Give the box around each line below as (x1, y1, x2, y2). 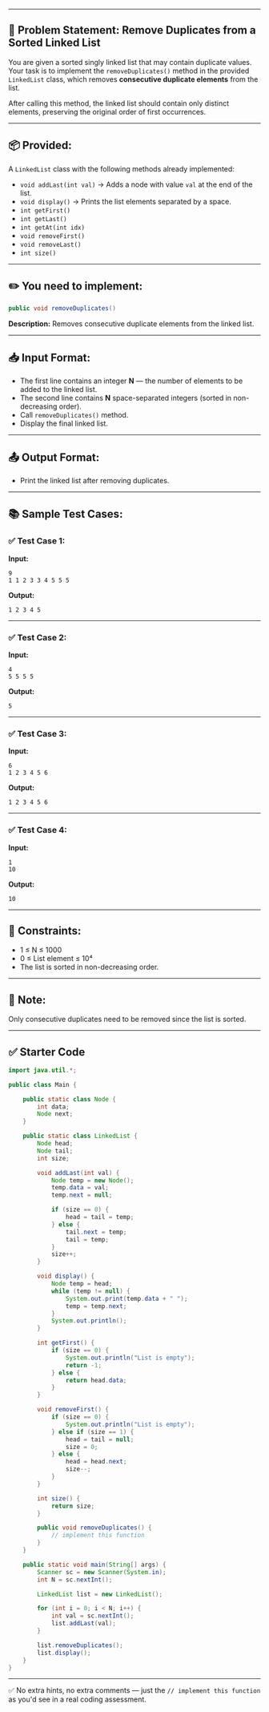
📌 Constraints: (8, 923, 82, 938)
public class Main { (8, 1080, 78, 1088)
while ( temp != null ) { (50, 1287, 130, 1295)
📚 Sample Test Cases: (8, 507, 123, 521)
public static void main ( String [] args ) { (22, 1561, 167, 1569)
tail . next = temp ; (65, 1228, 127, 1236)
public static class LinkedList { (22, 1132, 138, 1141)
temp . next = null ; (50, 1191, 113, 1199)
